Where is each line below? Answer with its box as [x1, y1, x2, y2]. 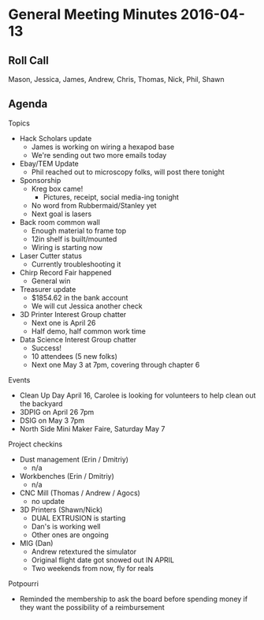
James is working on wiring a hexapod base [31, 142, 175, 151]
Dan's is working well [31, 521, 101, 531]
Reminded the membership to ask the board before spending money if [19, 594, 248, 603]
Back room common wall [19, 217, 101, 226]
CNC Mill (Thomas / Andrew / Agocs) [19, 487, 140, 498]
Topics [8, 118, 30, 128]
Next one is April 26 [31, 318, 96, 327]
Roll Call [8, 54, 49, 67]
